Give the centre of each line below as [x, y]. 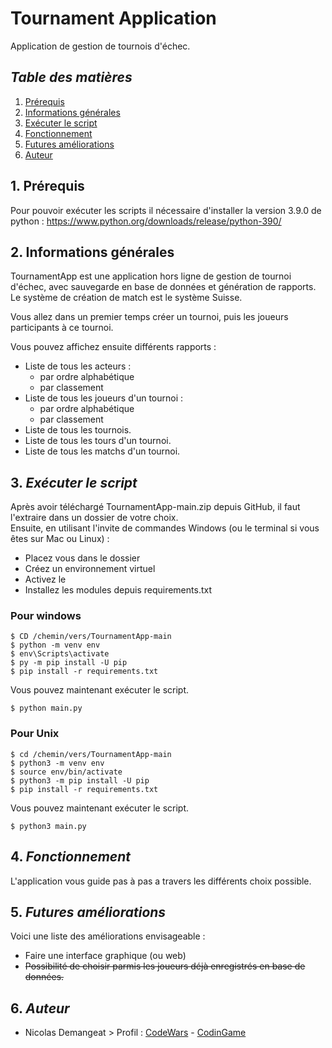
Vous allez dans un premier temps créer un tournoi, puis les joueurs [149, 317]
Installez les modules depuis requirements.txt [118, 590]
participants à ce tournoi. [62, 328]
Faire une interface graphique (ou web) [105, 956]
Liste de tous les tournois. [78, 430]
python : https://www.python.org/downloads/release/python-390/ [146, 221]
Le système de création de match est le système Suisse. [126, 298]
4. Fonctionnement [71, 857]
